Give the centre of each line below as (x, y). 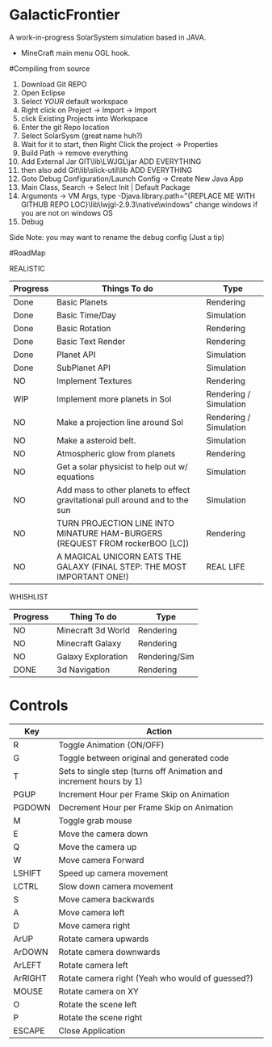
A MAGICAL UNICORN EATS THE (119, 557)
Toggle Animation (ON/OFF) (111, 745)
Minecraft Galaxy (89, 643)
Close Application (92, 1030)
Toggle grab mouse (95, 820)
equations (76, 477)
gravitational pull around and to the (123, 500)
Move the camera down (103, 834)
